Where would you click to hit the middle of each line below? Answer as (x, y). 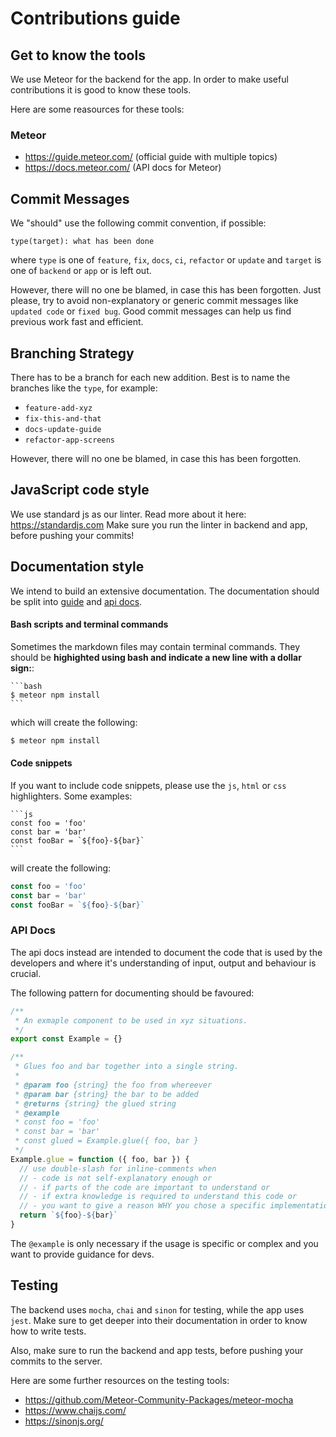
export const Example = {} (66, 1039)
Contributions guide (95, 18)
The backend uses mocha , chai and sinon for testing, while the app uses (157, 1309)
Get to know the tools (78, 55)
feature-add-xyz (58, 408)
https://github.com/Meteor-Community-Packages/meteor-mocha (159, 1399)
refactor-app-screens (69, 440)
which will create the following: (74, 722)
